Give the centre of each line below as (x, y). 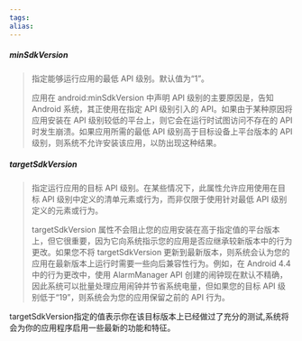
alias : (22, 26)
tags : (19, 18)
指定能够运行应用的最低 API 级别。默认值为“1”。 (120, 78)
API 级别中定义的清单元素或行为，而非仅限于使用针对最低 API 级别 (165, 199)
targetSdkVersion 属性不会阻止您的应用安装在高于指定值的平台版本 (156, 230)
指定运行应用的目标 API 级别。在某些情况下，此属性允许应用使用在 (155, 188)
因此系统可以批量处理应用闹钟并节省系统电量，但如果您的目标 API (154, 286)
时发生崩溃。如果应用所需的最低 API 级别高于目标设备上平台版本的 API (162, 132)
